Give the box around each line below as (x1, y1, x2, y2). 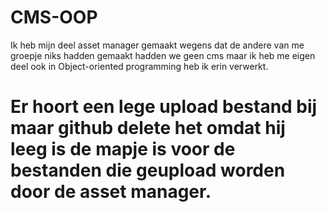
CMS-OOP (10, 6, 98, 29)
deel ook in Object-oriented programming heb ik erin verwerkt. (10, 60, 269, 72)
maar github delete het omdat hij (10, 117, 286, 140)
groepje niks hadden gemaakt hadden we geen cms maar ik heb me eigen (10, 49, 316, 61)
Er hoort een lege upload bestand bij (10, 96, 318, 118)
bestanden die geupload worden (10, 159, 286, 182)
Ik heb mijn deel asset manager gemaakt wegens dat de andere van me (10, 39, 305, 51)
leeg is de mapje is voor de (10, 138, 236, 161)
